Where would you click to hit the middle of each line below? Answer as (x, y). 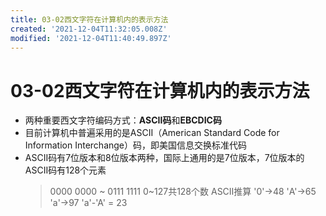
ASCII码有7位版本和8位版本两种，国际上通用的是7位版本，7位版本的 (164, 158)
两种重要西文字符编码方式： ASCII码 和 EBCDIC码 (123, 120)
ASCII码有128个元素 (65, 170)
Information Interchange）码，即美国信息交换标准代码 (136, 145)
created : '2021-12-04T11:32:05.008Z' (89, 29)
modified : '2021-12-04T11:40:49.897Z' (91, 38)
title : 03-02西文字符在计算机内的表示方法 (89, 19)
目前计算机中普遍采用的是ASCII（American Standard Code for (152, 133)
